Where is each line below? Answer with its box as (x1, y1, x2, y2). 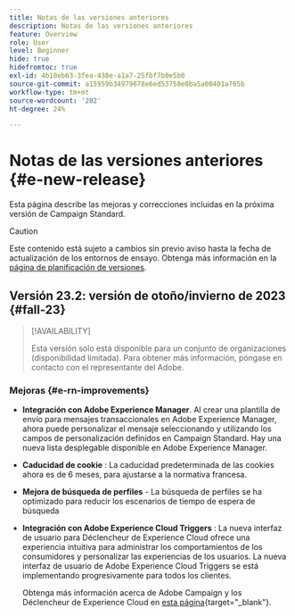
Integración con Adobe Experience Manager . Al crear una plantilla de (21, 404, 281, 415)
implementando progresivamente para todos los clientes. (21, 570, 232, 581)
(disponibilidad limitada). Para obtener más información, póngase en (30, 353, 283, 362)
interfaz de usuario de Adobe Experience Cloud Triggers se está (21, 561, 259, 571)
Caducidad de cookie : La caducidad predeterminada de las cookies (21, 460, 275, 470)
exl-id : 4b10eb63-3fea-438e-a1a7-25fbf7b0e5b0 (9, 71, 185, 80)
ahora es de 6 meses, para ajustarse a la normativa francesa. (21, 470, 248, 480)
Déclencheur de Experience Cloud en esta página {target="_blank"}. (21, 597, 272, 608)
